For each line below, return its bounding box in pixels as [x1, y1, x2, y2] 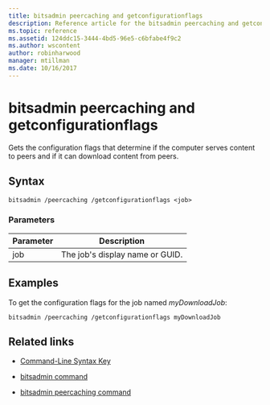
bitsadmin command [19, 372, 88, 382]
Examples [8, 276, 59, 290]
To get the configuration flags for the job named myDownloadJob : [8, 297, 227, 307]
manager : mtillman [8, 57, 70, 65]
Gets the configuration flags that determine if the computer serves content [8, 143, 256, 152]
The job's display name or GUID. [60, 249, 183, 260]
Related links [8, 335, 75, 349]
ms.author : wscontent [8, 42, 81, 50]
